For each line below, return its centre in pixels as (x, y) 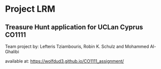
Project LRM (30, 9)
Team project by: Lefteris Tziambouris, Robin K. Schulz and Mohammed (77, 46)
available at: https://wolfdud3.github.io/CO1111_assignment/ (65, 61)
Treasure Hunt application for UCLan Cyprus (74, 27)
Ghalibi (12, 52)
